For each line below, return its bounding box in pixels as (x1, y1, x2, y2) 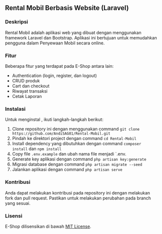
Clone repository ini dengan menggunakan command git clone (12, 126, 140, 132)
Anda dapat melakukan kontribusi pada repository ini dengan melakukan (5, 190, 150, 195)
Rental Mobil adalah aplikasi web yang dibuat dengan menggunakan (5, 29, 142, 36)
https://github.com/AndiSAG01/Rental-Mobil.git (12, 131, 110, 136)
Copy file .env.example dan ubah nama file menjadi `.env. (12, 151, 126, 157)
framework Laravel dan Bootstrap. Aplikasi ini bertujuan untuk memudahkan (5, 35, 157, 40)
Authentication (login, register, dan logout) (12, 73, 97, 78)
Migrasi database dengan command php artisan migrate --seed (12, 161, 143, 167)
